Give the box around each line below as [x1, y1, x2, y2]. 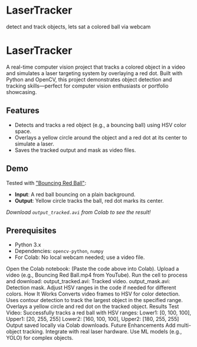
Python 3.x [14, 241, 41, 248]
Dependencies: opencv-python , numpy [14, 248, 104, 255]
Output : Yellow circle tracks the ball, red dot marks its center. [14, 197, 164, 204]
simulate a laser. [14, 140, 54, 147]
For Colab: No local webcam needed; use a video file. [14, 254, 145, 261]
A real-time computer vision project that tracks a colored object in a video [6, 63, 186, 70]
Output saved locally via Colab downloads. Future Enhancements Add [6, 322, 176, 329]
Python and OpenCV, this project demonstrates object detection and [6, 76, 172, 83]
